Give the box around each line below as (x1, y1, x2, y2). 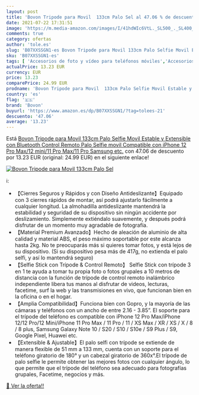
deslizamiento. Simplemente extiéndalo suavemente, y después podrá (14, 216, 186, 223)
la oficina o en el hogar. (14, 293, 72, 300)
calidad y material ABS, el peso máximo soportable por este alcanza (14, 235, 181, 243)
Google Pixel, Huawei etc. (14, 332, 78, 339)
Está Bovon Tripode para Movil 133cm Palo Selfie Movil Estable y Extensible (6, 135, 191, 142)
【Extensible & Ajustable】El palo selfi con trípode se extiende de (14, 339, 175, 346)
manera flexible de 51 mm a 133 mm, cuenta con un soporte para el (14, 346, 179, 353)
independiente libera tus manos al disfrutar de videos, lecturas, (14, 281, 169, 288)
